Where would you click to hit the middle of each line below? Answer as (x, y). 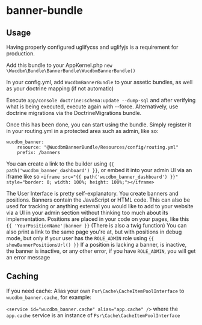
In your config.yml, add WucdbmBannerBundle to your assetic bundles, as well (99, 82)
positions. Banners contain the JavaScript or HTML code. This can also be (98, 200)
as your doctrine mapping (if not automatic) (60, 88)
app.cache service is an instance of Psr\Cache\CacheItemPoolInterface (93, 315)
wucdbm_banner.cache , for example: (49, 297)
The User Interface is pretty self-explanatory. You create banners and (92, 193)
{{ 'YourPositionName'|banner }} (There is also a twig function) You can (96, 225)
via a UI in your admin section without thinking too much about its (87, 212)
